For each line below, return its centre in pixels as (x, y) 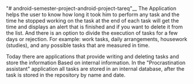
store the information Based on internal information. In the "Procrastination (96, 63)
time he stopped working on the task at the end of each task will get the (93, 21)
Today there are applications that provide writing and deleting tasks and (93, 56)
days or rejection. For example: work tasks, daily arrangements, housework (97, 39)
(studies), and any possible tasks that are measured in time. (78, 45)
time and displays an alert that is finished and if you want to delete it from (94, 27)
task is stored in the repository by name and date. (66, 75)
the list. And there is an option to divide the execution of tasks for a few (92, 33)
